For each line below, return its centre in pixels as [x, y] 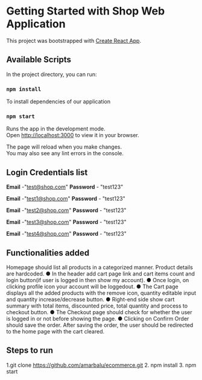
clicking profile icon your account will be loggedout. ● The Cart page [93, 286]
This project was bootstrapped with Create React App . [74, 40]
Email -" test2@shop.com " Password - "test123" [66, 210]
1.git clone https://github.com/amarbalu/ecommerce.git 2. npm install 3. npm [101, 365]
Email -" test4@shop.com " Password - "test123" [66, 234]
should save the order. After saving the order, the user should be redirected [100, 325]
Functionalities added [48, 253]
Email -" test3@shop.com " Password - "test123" [66, 222]
